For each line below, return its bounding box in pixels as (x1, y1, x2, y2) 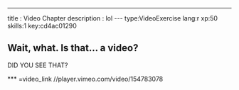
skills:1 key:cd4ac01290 (7, 22, 77, 30)
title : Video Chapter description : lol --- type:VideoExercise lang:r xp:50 (7, 14, 218, 22)
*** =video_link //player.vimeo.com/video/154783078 (7, 74, 164, 83)
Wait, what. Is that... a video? (7, 42, 139, 54)
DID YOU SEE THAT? (7, 61, 68, 69)
